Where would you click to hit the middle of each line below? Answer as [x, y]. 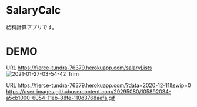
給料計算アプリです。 [32, 27]
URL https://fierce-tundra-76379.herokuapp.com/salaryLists [79, 68]
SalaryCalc [34, 10]
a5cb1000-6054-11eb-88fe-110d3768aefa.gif [61, 98]
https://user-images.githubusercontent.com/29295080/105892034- [89, 91]
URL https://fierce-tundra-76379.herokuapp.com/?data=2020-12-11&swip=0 [98, 85]
